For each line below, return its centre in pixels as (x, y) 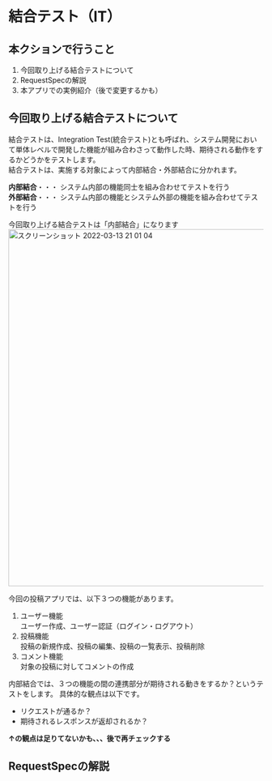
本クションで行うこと (62, 49)
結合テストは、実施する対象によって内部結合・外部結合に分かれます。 (125, 169)
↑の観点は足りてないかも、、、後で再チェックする (90, 738)
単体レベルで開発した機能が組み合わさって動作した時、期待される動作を (136, 149)
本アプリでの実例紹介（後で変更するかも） (91, 90)
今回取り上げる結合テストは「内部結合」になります (93, 224)
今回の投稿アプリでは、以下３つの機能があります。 (93, 598)
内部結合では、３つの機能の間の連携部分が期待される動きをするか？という (132, 683)
